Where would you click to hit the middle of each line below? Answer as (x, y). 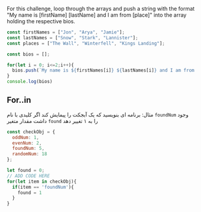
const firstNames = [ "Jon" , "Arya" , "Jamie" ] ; (66, 32)
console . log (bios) (30, 82)
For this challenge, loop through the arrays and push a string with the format (101, 9)
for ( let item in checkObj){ (42, 182)
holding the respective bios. (41, 21)
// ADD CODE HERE (28, 176)
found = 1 (30, 193)
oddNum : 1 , (26, 137)
